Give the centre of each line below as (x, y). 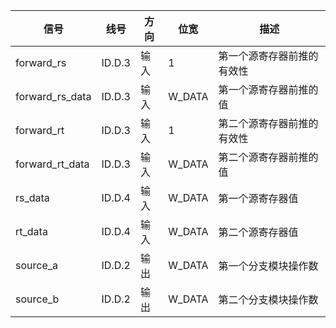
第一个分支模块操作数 (268, 266)
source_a (37, 265)
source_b (37, 299)
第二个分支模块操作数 (268, 299)
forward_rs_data (53, 96)
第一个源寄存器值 (258, 198)
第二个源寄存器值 (258, 232)
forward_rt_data (52, 164)
